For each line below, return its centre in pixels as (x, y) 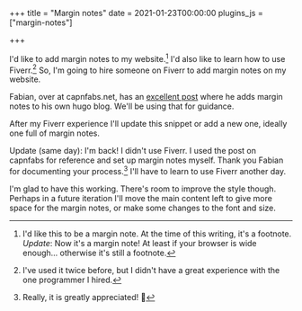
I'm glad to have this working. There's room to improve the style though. (143, 189)
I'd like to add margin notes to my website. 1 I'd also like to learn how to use (147, 58)
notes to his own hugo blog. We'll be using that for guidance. (122, 106)
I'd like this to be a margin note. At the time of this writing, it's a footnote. (157, 234)
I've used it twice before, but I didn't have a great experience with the (151, 270)
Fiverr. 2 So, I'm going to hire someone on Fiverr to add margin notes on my (148, 69)
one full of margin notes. (55, 133)
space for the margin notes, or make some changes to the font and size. (143, 208)
